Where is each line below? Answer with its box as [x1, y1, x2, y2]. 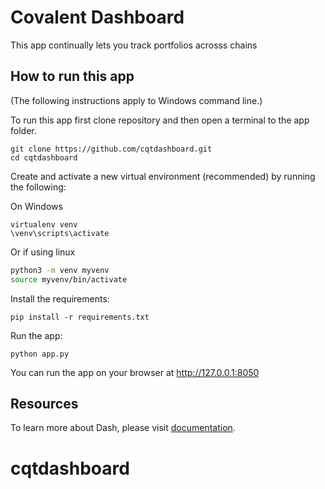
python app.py [10, 349, 70, 359]
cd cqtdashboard [10, 152, 78, 163]
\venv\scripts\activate [10, 228, 110, 238]
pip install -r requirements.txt [10, 312, 150, 322]
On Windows [10, 200, 63, 212]
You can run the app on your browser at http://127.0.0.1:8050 [10, 366, 260, 378]
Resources [10, 395, 79, 412]
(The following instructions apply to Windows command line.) [10, 94, 263, 106]
